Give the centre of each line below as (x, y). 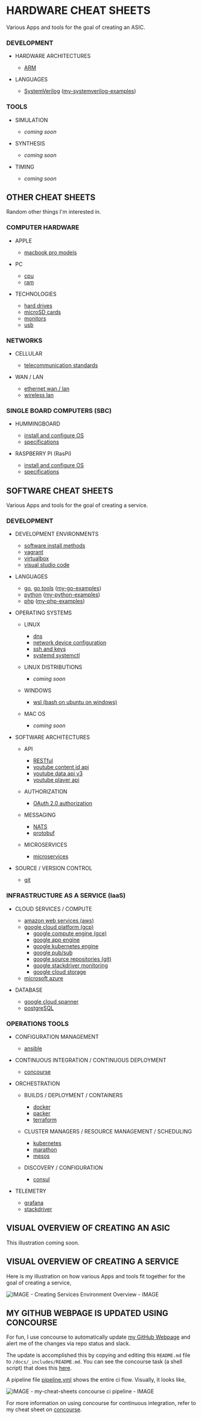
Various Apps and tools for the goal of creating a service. (77, 505)
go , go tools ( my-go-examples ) (63, 588)
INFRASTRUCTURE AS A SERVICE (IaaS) (66, 896)
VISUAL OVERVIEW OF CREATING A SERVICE (93, 1262)
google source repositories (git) (72, 959)
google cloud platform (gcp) (59, 926)
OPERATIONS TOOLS (38, 1024)
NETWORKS (24, 340)
